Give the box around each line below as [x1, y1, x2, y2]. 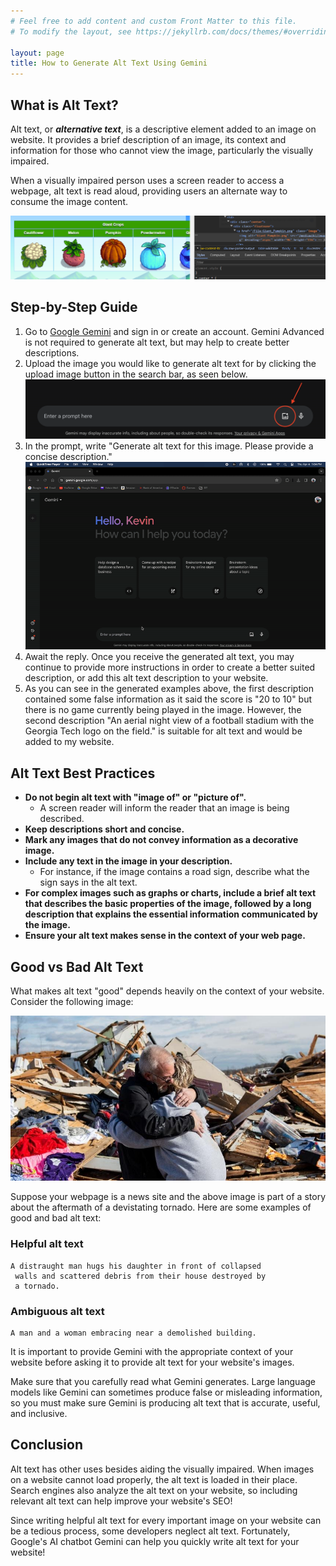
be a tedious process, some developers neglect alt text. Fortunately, [10, 1525, 291, 1537]
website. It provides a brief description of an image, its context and [10, 133, 287, 145]
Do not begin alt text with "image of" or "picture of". [24, 791, 247, 804]
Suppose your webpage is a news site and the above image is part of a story [10, 1191, 327, 1203]
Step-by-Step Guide [10, 299, 138, 316]
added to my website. [24, 736, 115, 748]
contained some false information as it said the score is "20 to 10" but [24, 693, 313, 705]
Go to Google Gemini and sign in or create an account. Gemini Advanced [24, 325, 325, 337]
